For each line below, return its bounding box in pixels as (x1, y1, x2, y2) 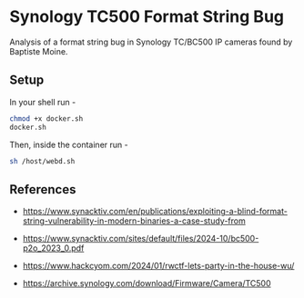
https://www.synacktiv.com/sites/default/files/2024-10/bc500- (22, 233, 259, 244)
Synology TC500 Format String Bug (9, 6, 285, 27)
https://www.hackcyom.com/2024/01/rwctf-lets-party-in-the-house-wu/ (22, 261, 295, 272)
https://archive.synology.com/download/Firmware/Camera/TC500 (22, 278, 271, 289)
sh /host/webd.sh (9, 156, 76, 165)
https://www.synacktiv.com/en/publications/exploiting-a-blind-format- (22, 206, 289, 217)
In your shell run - (9, 96, 76, 107)
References (9, 182, 76, 197)
